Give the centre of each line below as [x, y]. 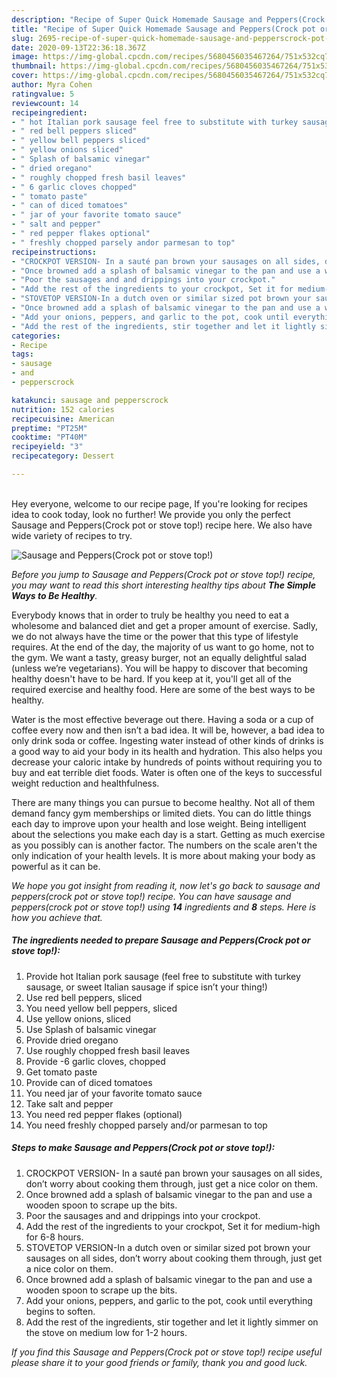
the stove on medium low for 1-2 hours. [106, 1332]
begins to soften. [60, 1311]
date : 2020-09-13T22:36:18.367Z [78, 47]
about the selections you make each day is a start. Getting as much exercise [168, 834]
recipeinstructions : [54, 252]
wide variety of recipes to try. [72, 535]
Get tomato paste [61, 1072]
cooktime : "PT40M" [49, 437]
